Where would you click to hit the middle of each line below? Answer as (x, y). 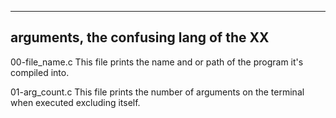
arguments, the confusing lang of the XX (140, 37)
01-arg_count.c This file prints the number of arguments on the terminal (157, 92)
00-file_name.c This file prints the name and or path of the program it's (157, 62)
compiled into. (40, 72)
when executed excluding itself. (75, 102)
